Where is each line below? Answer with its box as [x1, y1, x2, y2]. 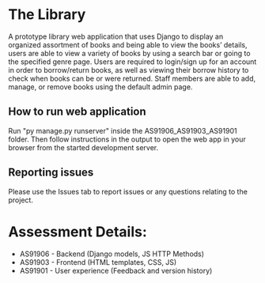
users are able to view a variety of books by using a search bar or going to [8, 48, 251, 58]
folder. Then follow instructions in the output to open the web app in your [8, 134, 247, 144]
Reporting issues [8, 166, 94, 179]
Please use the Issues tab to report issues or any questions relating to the [8, 187, 248, 196]
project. [8, 195, 34, 205]
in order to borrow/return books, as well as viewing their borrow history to [8, 65, 249, 74]
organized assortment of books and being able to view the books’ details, [8, 40, 248, 49]
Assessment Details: [8, 223, 148, 240]
